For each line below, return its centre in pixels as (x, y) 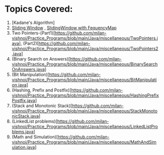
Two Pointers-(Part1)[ (33, 33)
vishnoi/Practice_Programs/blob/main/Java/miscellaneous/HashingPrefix (85, 95)
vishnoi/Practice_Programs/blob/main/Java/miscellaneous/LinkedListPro (85, 126)
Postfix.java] (24, 100)
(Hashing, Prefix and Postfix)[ (41, 90)
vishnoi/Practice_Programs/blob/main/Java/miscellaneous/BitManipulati (84, 80)
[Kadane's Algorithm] (33, 22)
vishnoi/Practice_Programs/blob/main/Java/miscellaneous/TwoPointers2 (85, 48)
